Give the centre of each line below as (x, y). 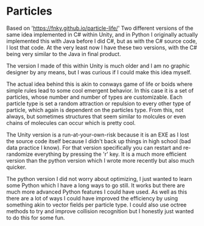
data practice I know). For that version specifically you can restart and (94, 147)
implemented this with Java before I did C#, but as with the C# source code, (102, 41)
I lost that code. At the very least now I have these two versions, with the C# (102, 48)
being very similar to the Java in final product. (64, 54)
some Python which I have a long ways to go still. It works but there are (96, 185)
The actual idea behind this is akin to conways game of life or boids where (100, 84)
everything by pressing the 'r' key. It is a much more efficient (111, 154)
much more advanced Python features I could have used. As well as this (97, 192)
